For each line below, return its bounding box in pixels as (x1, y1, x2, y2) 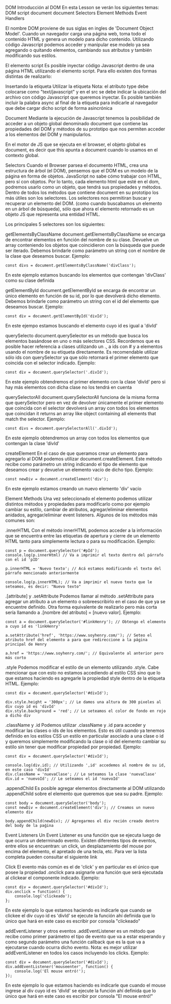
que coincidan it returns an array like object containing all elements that (5, 411, 156, 416)
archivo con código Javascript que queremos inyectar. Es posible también (5, 94, 161, 100)
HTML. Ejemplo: (5, 681, 39, 687)
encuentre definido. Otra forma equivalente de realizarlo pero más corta (5, 604, 157, 610)
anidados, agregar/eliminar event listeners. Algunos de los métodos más (5, 512, 158, 518)
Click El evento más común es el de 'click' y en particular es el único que (5, 864, 159, 870)
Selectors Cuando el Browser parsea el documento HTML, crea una (5, 162, 148, 168)
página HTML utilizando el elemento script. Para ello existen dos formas (5, 68, 157, 74)
